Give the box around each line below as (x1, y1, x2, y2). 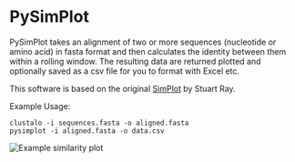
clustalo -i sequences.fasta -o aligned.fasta (9, 118, 189, 127)
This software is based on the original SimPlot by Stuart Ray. (9, 83, 236, 94)
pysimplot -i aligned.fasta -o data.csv (9, 126, 166, 136)
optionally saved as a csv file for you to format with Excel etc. (9, 66, 239, 76)
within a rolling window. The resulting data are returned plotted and (9, 56, 261, 66)
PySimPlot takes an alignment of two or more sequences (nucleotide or (9, 36, 277, 47)
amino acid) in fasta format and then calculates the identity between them (9, 46, 287, 56)
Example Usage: (9, 100, 71, 111)
